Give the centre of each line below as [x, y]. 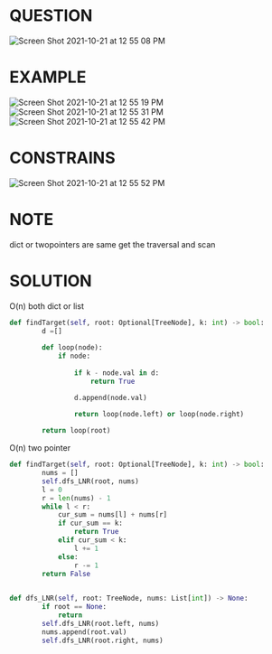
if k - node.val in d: [117, 373]
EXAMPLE [48, 77]
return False [66, 574]
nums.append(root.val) [84, 632]
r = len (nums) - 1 [76, 498]
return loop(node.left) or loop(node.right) [159, 414]
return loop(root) [76, 431]
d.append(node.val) [110, 397]
